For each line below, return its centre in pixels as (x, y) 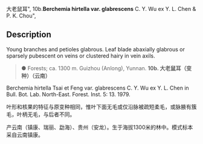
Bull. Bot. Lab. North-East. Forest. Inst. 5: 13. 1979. (69, 94)
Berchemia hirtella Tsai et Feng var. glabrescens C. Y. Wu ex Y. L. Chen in (98, 88)
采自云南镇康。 (25, 134)
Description (29, 35)
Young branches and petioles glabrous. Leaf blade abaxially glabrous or (96, 49)
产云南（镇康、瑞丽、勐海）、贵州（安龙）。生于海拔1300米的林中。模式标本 (100, 127)
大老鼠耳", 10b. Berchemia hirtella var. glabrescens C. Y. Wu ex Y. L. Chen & (101, 9)
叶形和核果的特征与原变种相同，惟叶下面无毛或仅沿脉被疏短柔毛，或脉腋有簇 (101, 106)
